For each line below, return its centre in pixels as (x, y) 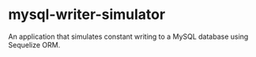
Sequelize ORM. (34, 44)
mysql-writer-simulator (87, 15)
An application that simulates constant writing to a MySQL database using (128, 36)
